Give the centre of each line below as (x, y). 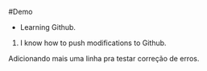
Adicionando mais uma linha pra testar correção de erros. (104, 58)
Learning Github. (48, 27)
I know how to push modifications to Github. (93, 43)
